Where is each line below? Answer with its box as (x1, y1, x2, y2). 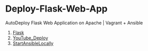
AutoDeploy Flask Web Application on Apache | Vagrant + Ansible (5, 20, 143, 26)
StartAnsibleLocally (12, 40, 54, 46)
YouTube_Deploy (12, 35, 48, 41)
